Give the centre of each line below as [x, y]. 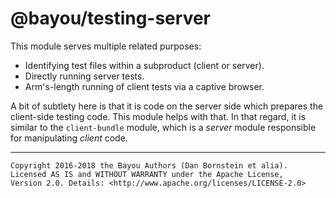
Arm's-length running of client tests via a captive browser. [144, 86]
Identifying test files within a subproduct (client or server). [144, 65]
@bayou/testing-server [111, 18]
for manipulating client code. [69, 138]
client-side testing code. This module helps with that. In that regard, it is [158, 116]
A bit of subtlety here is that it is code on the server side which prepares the [167, 106]
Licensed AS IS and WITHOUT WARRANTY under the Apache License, [147, 174]
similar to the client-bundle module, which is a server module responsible [163, 127]
